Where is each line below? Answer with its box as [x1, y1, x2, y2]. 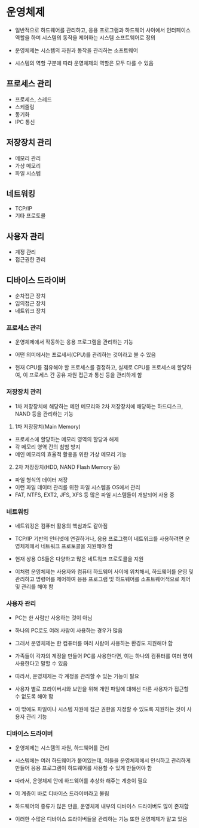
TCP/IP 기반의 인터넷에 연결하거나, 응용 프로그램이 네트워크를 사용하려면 [14, 535, 184, 542]
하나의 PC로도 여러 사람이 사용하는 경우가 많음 [14, 627, 123, 634]
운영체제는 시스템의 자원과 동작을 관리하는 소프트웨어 [14, 46, 139, 54]
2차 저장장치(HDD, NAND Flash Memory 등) [14, 463, 121, 471]
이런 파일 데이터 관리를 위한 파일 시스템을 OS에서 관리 [14, 483, 140, 490]
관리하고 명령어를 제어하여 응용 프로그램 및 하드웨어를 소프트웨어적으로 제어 [14, 575, 191, 582]
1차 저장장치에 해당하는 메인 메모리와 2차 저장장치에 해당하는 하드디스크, [14, 402, 183, 410]
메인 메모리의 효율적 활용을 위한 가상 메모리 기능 [14, 450, 127, 457]
